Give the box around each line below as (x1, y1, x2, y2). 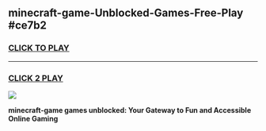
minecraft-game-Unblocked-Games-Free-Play (8, 6, 244, 20)
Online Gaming (8, 114, 59, 123)
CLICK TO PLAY (8, 43, 70, 54)
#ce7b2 (8, 19, 47, 33)
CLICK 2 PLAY (8, 72, 63, 83)
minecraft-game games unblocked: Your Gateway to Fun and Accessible (8, 105, 252, 114)
